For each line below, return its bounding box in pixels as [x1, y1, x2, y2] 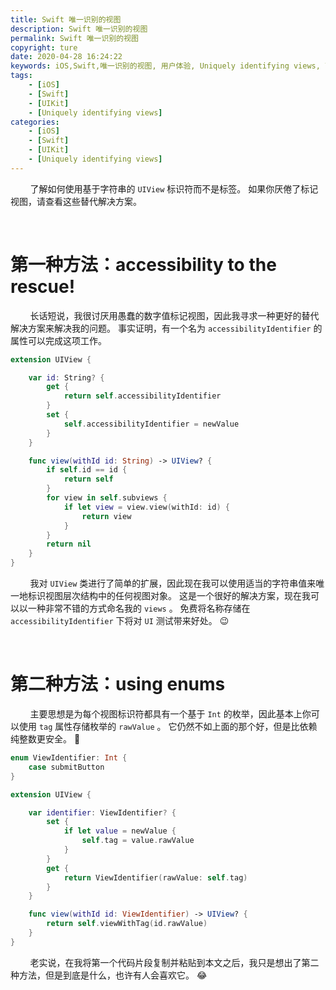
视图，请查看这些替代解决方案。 [10, 195, 142, 207]
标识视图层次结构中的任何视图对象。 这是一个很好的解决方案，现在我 [27, 590, 311, 602]
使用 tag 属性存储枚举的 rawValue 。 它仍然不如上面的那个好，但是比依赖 [18, 721, 318, 732]
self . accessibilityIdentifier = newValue [63, 419, 240, 429]
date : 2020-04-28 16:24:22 [10, 52, 123, 62]
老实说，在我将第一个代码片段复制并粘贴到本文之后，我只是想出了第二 [29, 956, 320, 968]
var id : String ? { [28, 372, 105, 383]
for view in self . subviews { [46, 493, 168, 503]
